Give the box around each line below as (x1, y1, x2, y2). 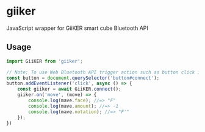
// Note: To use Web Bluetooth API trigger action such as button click (6, 69, 195, 75)
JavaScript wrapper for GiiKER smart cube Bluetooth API (6, 24, 148, 32)
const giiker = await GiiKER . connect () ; (17, 86, 121, 92)
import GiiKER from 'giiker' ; (6, 58, 84, 64)
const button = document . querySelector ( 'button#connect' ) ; (6, 75, 160, 81)
